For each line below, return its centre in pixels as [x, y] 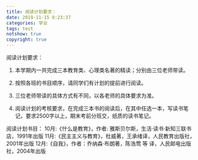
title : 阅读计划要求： [31, 12]
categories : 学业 [27, 23]
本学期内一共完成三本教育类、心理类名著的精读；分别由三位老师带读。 [102, 70]
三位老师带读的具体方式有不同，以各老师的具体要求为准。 [86, 96]
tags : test [20, 28]
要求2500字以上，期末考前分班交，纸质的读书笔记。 [90, 116]
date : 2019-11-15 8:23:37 [38, 17]
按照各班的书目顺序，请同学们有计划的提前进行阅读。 [81, 83]
